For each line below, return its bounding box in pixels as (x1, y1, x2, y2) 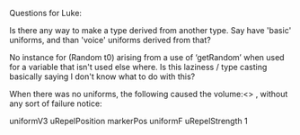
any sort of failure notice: (9, 98, 102, 109)
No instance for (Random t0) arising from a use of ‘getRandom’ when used (9, 52, 285, 62)
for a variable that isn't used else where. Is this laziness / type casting (9, 62, 268, 72)
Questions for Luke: (9, 8, 83, 18)
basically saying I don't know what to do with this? (9, 71, 196, 82)
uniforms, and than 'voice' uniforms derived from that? (9, 35, 211, 45)
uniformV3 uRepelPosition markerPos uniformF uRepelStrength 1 (9, 116, 249, 126)
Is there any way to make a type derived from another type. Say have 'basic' (9, 25, 292, 35)
